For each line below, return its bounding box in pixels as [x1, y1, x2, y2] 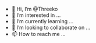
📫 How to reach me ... [11, 31, 66, 37]
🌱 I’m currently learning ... [11, 18, 74, 24]
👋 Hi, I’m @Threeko [11, 6, 58, 12]
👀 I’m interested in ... [11, 12, 61, 19]
